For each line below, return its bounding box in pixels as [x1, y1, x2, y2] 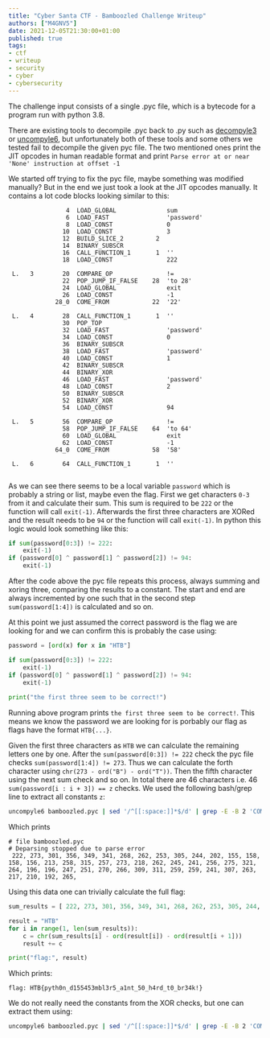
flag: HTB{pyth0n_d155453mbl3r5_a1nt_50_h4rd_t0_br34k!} [8, 984, 203, 992]
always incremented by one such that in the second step [8, 593, 196, 603]
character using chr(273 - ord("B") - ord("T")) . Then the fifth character [8, 766, 253, 776]
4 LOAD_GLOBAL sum [65, 206, 178, 214]
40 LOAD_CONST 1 [62, 354, 171, 362]
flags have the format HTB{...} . [8, 725, 112, 735]
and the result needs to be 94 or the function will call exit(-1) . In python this [8, 515, 261, 525]
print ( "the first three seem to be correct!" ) [8, 694, 167, 702]
